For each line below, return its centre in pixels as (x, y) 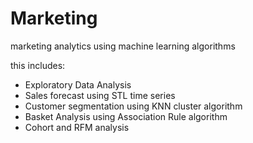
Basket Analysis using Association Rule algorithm (126, 116)
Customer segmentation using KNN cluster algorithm (133, 106)
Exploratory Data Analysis (78, 84)
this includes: (38, 65)
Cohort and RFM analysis (77, 127)
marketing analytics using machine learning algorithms (123, 46)
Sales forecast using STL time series (100, 95)
